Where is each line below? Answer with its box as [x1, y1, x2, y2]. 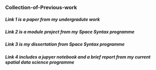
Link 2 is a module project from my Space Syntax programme [5, 29, 135, 35]
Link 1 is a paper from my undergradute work [5, 16, 100, 22]
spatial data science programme [5, 59, 75, 65]
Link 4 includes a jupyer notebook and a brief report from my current [5, 54, 151, 60]
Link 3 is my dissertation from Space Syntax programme [5, 41, 125, 47]
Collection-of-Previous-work [5, 4, 77, 11]
